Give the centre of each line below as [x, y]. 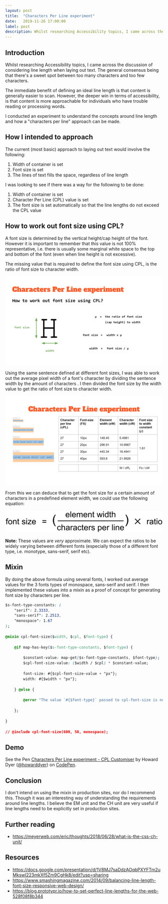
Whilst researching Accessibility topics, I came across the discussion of [79, 65]
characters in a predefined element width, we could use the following [76, 498]
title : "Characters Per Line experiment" [50, 16]
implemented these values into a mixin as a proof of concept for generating [83, 590]
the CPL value [27, 210]
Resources [22, 858]
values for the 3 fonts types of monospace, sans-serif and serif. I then [77, 584]
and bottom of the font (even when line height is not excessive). [71, 254]
